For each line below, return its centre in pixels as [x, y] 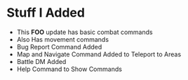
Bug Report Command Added [59, 47]
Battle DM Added [41, 61]
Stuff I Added [46, 13]
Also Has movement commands [63, 39]
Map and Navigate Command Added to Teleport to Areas [99, 54]
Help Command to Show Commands [69, 69]
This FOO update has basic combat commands [85, 32]
